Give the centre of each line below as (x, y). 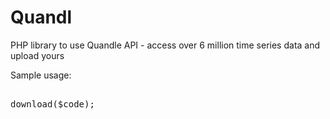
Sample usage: (41, 75)
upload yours (37, 55)
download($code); (52, 104)
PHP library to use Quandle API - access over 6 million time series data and (165, 45)
